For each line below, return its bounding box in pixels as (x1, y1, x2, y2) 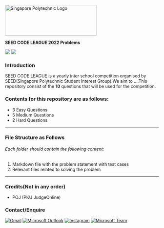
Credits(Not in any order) (5, 183, 66, 190)
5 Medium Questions (12, 112, 54, 118)
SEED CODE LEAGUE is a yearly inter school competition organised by (5, 73, 146, 79)
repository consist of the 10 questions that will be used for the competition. (5, 83, 156, 90)
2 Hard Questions (12, 117, 48, 123)
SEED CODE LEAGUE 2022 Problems (5, 40, 81, 46)
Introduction (5, 62, 35, 68)
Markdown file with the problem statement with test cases (12, 161, 129, 167)
